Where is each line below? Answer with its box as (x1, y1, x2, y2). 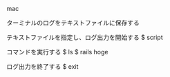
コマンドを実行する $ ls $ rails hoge (6, 48, 108, 56)
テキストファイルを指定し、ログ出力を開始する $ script (6, 33, 163, 41)
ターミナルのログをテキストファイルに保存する (6, 19, 140, 27)
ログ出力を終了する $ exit (6, 63, 79, 70)
